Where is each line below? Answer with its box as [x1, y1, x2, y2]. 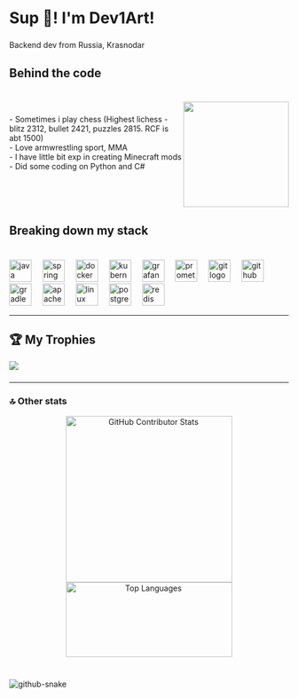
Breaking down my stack [9, 223, 149, 238]
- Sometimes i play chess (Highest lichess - [9, 114, 169, 125]
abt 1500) [9, 133, 44, 144]
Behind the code [9, 66, 102, 81]
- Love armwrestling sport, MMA [9, 142, 129, 153]
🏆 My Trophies [9, 333, 96, 348]
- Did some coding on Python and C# [9, 161, 145, 172]
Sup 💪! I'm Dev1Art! [9, 8, 155, 28]
